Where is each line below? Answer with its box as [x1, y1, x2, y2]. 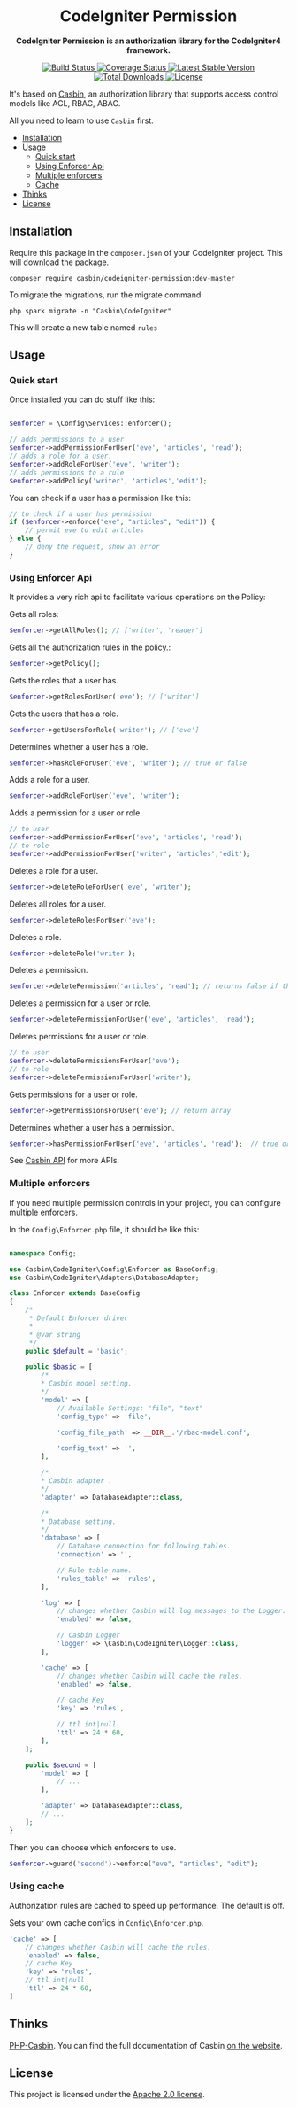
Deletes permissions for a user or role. [9, 1031, 148, 1042]
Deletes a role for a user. [9, 865, 99, 876]
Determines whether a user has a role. [9, 741, 148, 752]
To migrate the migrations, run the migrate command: [9, 290, 203, 300]
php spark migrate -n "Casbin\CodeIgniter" [9, 306, 172, 315]
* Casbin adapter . [41, 1477, 113, 1486]
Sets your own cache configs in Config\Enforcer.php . [9, 1917, 204, 1927]
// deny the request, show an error [25, 543, 161, 552]
